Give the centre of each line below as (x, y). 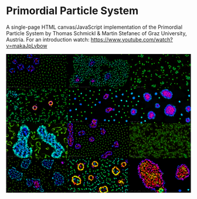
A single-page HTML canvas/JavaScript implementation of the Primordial (94, 27)
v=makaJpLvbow (27, 46)
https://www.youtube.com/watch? (132, 39)
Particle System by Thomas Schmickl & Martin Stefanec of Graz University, (96, 33)
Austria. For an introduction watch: (48, 39)
